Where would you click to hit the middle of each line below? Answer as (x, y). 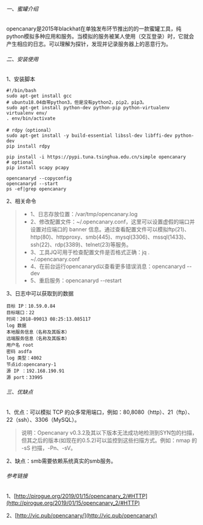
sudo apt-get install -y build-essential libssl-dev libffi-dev (89, 136)
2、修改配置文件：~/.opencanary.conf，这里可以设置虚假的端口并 (113, 222)
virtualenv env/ (27, 113)
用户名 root (20, 345)
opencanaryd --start (33, 184)
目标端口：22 (20, 313)
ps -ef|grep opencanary (36, 189)
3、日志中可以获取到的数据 (40, 294)
